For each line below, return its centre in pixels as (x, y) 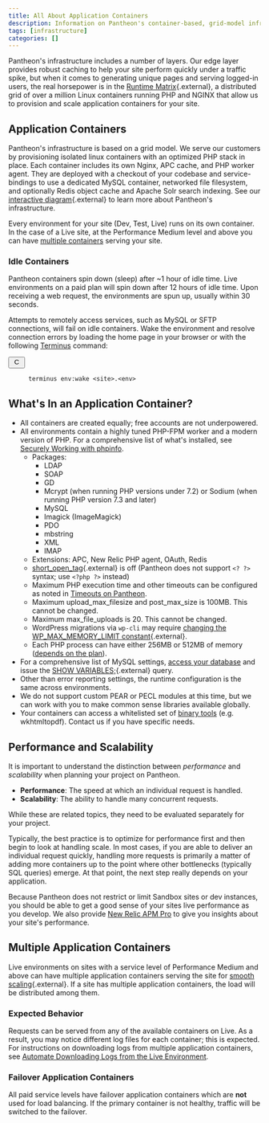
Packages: (49, 457)
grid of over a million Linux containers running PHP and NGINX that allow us (133, 95)
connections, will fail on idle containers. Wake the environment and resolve (132, 329)
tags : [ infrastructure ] (48, 31)
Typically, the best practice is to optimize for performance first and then (127, 838)
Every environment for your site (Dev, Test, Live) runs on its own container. (131, 224)
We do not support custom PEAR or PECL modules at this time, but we (136, 696)
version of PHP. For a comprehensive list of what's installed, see (126, 440)
